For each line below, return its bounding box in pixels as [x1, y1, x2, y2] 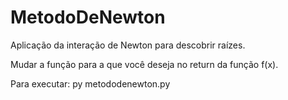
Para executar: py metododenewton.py [10, 77, 171, 90]
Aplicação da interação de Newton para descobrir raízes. [10, 39, 246, 51]
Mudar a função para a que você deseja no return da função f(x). [10, 58, 279, 70]
